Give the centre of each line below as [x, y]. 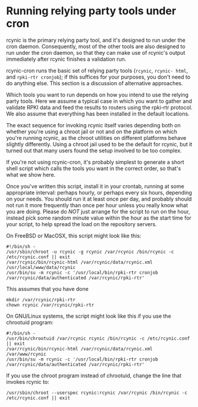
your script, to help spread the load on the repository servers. [81, 224]
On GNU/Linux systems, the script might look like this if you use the [89, 316]
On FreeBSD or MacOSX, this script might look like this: [74, 236]
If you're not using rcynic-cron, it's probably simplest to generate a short [95, 162]
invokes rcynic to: [28, 381]
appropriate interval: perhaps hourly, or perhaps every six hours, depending [99, 192]
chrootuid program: [30, 322]
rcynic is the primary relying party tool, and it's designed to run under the [96, 40]
